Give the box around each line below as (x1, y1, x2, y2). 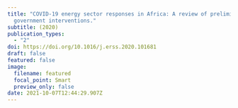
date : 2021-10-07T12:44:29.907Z (7, 90, 103, 97)
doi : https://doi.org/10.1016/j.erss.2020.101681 (7, 43, 157, 50)
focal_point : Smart (13, 76, 72, 84)
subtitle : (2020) (7, 23, 59, 31)
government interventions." (13, 17, 97, 24)
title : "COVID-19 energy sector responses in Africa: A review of (7, 10, 208, 18)
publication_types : (7, 30, 65, 38)
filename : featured (13, 70, 72, 77)
